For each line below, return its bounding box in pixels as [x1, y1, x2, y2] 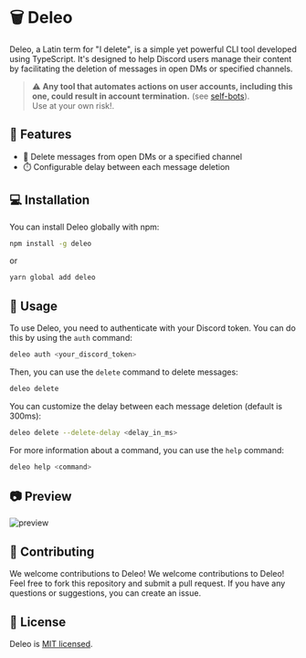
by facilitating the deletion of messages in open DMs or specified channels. [9, 63, 293, 74]
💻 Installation [9, 193, 90, 208]
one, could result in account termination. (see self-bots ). [31, 90, 250, 101]
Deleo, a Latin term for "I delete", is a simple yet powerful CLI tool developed [9, 43, 297, 55]
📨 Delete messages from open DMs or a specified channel [22, 151, 243, 162]
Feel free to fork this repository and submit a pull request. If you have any [9, 578, 286, 589]
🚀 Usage [9, 298, 58, 313]
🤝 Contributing [9, 544, 95, 559]
